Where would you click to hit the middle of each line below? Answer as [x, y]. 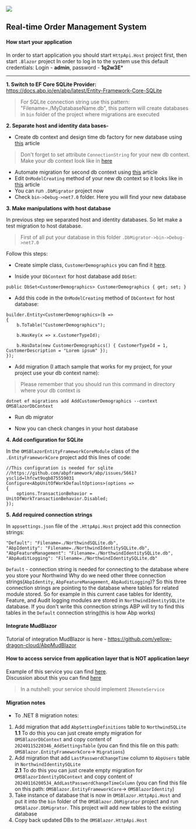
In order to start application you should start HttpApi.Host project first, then [97, 55]
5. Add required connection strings [49, 514]
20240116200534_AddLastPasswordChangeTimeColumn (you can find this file [101, 783]
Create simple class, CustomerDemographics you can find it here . [90, 265]
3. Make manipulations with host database [59, 208]
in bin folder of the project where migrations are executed [90, 114]
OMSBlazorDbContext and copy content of [63, 739]
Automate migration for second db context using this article [86, 172]
